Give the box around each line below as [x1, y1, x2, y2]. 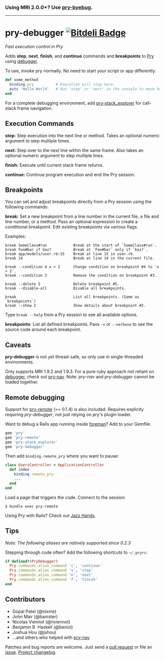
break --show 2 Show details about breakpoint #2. [5, 303, 146, 308]
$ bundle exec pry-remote [5, 504, 58, 509]
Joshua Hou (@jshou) [12, 629, 56, 635]
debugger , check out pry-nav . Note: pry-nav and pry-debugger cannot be [5, 374, 155, 380]
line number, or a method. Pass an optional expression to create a [5, 219, 138, 225]
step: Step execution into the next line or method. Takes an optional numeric [5, 132, 160, 139]
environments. [5, 359, 34, 365]
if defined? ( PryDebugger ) [5, 559, 58, 564]
